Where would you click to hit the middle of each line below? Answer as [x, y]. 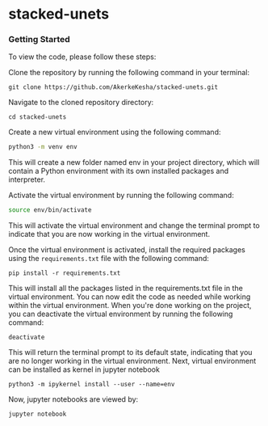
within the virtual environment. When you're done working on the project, [130, 306]
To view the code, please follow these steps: [82, 57]
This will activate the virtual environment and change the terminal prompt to [134, 226]
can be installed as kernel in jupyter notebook [84, 369]
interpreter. [27, 179]
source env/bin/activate [50, 210]
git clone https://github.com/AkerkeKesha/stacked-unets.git [113, 87]
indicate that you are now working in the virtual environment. [109, 234]
